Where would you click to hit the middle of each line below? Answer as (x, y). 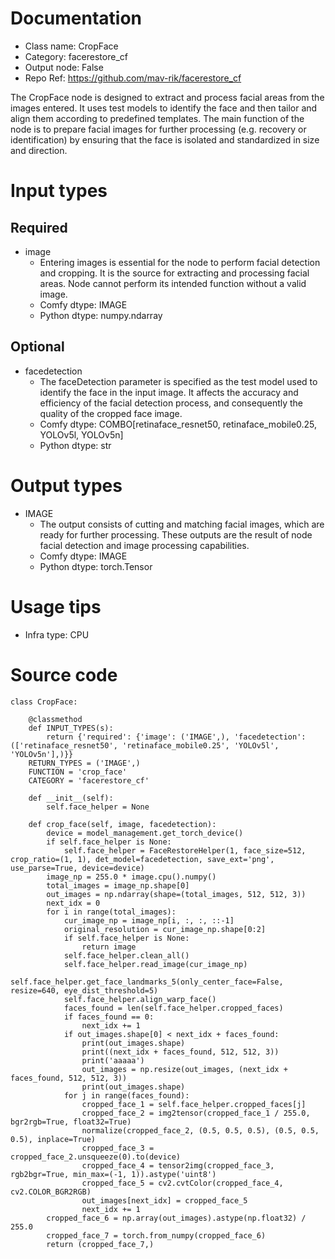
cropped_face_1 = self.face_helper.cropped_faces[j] (194, 1104)
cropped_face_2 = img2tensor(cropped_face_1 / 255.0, (196, 1113)
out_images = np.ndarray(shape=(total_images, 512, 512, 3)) (176, 894)
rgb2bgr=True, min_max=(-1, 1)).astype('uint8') (113, 1174)
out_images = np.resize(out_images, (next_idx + (184, 1069)
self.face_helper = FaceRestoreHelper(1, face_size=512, (185, 850)
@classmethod (55, 719)
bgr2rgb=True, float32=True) (71, 1122)
